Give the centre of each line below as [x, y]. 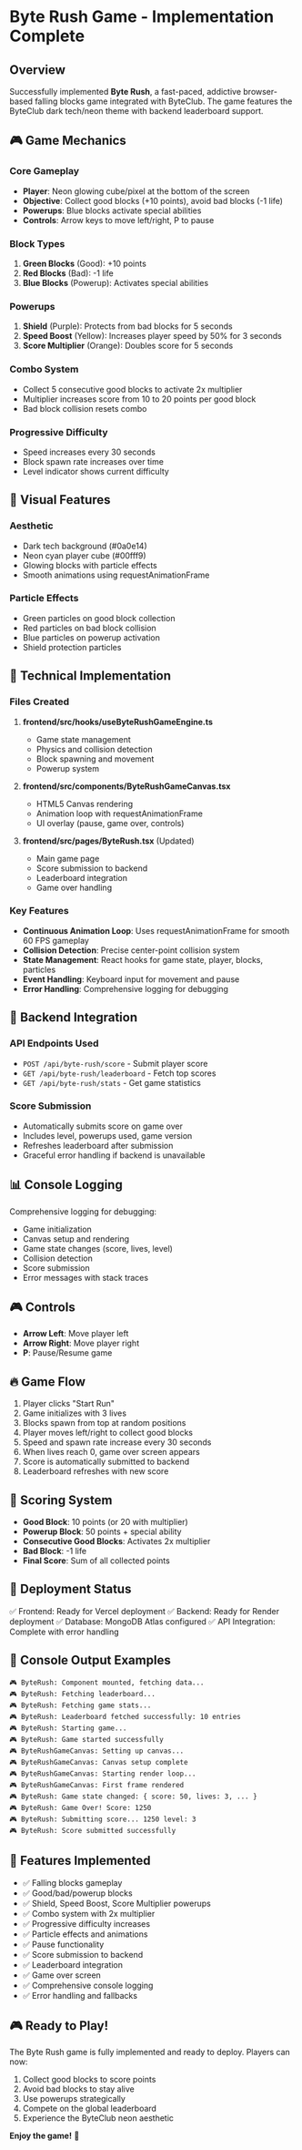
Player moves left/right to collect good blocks [108, 1433]
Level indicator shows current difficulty [96, 471]
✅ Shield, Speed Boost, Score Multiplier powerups [116, 1903]
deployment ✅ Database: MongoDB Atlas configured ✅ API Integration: [142, 1621]
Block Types [37, 243]
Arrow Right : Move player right [81, 1343]
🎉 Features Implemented [80, 1861]
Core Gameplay [45, 171]
